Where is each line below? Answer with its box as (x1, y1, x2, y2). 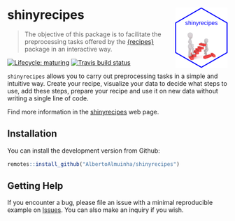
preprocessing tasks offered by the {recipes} (24, 37, 155, 45)
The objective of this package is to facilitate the (24, 30, 162, 38)
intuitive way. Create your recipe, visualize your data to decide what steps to (7, 79, 227, 87)
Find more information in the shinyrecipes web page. (7, 107, 159, 116)
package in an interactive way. (24, 45, 113, 53)
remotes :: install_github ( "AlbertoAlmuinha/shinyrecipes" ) (7, 160, 180, 167)
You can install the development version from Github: (7, 146, 161, 155)
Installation (7, 128, 57, 139)
